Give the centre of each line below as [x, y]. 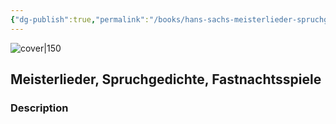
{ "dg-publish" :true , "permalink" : [80, 19]
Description [39, 108]
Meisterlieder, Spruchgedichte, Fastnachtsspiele [166, 79]
